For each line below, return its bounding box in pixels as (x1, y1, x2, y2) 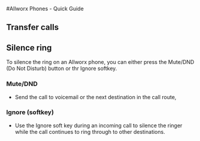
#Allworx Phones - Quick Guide (6, 5, 84, 12)
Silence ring (6, 42, 52, 53)
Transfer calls (6, 22, 59, 32)
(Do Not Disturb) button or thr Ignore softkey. (6, 65, 117, 72)
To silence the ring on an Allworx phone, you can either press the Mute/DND (6, 59, 195, 66)
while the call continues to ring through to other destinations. (14, 128, 166, 135)
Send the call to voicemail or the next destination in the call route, (14, 93, 177, 100)
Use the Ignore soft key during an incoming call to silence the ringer (14, 122, 183, 129)
